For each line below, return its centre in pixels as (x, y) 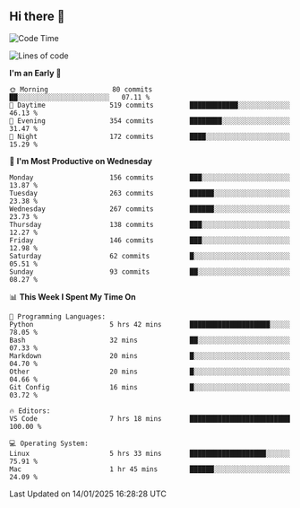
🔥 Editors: (30, 411)
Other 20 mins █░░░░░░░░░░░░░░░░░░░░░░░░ (150, 372)
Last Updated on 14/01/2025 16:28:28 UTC (88, 494)
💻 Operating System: (49, 443)
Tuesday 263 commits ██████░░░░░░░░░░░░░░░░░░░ (150, 193)
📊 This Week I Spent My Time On (73, 296)
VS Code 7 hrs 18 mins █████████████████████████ (150, 418)
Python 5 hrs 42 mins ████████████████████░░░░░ (150, 324)
